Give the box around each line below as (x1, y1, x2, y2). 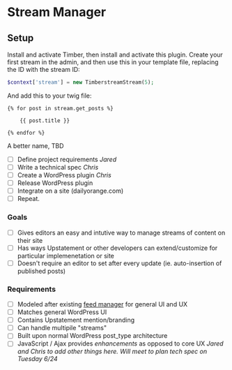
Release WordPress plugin (17, 179, 93, 187)
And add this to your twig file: (7, 91, 92, 100)
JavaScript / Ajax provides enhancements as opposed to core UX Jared (17, 339, 224, 348)
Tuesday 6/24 (17, 355, 58, 363)
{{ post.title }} (20, 117, 70, 124)
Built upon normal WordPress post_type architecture (17, 332, 168, 340)
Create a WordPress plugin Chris (17, 171, 111, 179)
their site (17, 236, 43, 244)
